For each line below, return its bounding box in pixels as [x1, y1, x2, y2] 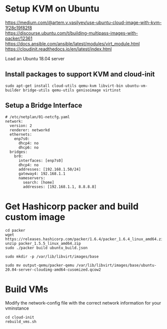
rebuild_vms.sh [5, 320, 37, 325]
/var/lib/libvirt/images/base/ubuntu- [76, 263, 157, 268]
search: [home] [23, 180, 55, 185]
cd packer [5, 228, 26, 233]
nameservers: [18, 175, 46, 180]
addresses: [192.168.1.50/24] [18, 166, 81, 172]
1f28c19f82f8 [5, 24, 32, 30]
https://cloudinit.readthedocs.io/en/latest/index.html [5, 46, 112, 52]
